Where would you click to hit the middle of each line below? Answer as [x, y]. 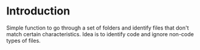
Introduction [38, 11]
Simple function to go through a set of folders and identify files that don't [98, 28]
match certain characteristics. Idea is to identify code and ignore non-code [100, 34]
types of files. [23, 40]
